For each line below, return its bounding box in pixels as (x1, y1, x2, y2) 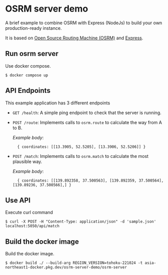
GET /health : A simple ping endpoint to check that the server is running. (12, 109, 162, 116)
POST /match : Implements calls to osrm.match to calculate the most (12, 153, 149, 159)
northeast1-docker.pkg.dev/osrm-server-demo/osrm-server (5, 265, 127, 270)
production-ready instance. (5, 25, 62, 31)
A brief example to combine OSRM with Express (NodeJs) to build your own (5, 20, 162, 26)
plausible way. (12, 158, 43, 164)
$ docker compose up (5, 73, 49, 78)
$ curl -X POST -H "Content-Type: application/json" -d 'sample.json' (5, 219, 156, 225)
